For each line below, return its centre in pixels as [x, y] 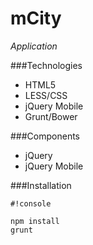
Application [34, 46]
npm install [35, 221]
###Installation [41, 185]
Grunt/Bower [51, 116]
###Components [45, 136]
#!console [31, 203]
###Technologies [46, 65]
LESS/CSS [46, 95]
